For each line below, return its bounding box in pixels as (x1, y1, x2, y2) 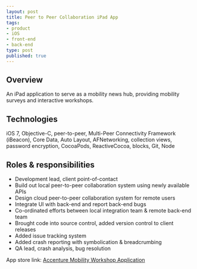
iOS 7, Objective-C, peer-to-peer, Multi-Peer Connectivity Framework (6, 130, 176, 137)
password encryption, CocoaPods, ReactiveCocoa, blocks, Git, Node (6, 143, 175, 150)
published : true (6, 53, 46, 59)
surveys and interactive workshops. (6, 97, 94, 104)
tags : (6, 20, 20, 26)
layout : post (6, 8, 39, 15)
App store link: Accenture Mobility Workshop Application (6, 257, 145, 264)
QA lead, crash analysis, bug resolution (14, 245, 111, 252)
